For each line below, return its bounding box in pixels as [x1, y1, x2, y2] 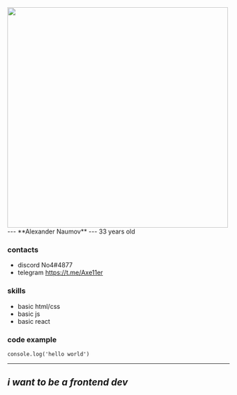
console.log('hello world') [7, 351, 90, 358]
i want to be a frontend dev [7, 377, 128, 389]
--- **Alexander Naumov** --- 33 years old [7, 227, 135, 236]
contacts [7, 245, 39, 255]
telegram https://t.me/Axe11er [17, 268, 104, 277]
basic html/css [17, 302, 61, 310]
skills [7, 286, 26, 296]
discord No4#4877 [17, 261, 73, 269]
